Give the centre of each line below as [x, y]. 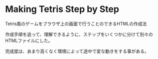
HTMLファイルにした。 [29, 40]
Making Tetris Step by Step [62, 9]
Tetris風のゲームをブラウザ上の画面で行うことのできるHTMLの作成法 [76, 23]
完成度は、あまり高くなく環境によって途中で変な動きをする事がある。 [77, 51]
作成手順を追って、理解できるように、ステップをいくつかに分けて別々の [79, 34]
